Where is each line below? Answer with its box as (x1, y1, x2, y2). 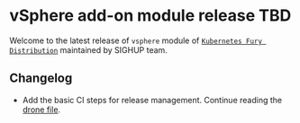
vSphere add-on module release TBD (9, 5, 292, 26)
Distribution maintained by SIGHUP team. (9, 44, 168, 55)
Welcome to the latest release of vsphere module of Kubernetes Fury (9, 35, 263, 46)
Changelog (9, 71, 73, 86)
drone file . (22, 104, 61, 115)
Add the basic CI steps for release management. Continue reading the (22, 94, 282, 105)
